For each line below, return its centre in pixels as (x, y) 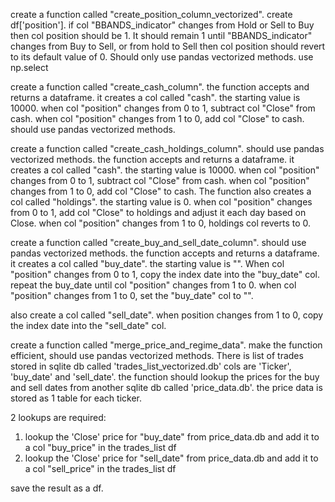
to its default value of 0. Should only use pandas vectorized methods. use (162, 57)
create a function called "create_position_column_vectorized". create (151, 14)
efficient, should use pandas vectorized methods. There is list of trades (157, 355)
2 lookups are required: (58, 417)
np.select (29, 67)
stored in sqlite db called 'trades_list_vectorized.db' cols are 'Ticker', (151, 366)
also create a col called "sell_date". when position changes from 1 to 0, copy (167, 315)
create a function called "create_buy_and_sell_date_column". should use (158, 242)
